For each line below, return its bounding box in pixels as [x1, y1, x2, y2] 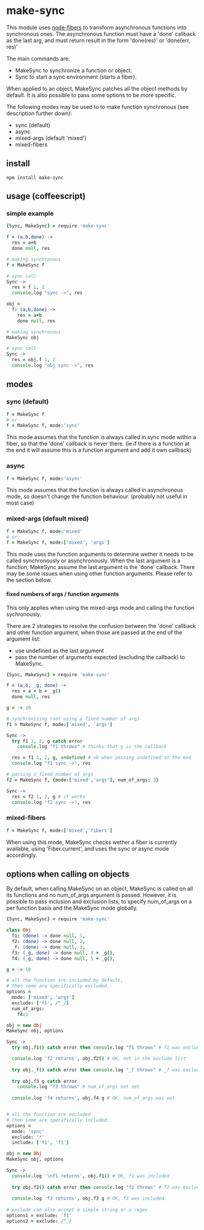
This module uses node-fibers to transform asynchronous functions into [6, 24, 187, 31]
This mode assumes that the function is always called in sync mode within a [6, 434, 196, 441]
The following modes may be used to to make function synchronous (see [6, 103, 189, 110]
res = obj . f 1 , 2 [12, 357, 56, 363]
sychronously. [6, 610, 41, 618]
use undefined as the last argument [15, 647, 104, 654]
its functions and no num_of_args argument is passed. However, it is [6, 891, 177, 899]
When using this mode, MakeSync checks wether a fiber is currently [6, 838, 177, 846]
